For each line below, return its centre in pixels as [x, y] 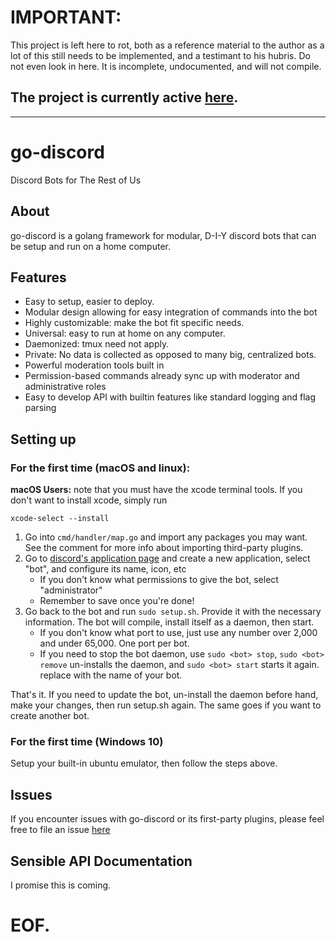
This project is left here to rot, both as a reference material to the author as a [167, 45]
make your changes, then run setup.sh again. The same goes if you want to [166, 705]
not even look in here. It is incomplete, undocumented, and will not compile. [166, 66]
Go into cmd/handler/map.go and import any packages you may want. [166, 537]
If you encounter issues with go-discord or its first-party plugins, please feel [167, 819]
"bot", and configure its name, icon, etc [105, 569]
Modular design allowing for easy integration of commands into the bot [171, 312]
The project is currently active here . [124, 97]
